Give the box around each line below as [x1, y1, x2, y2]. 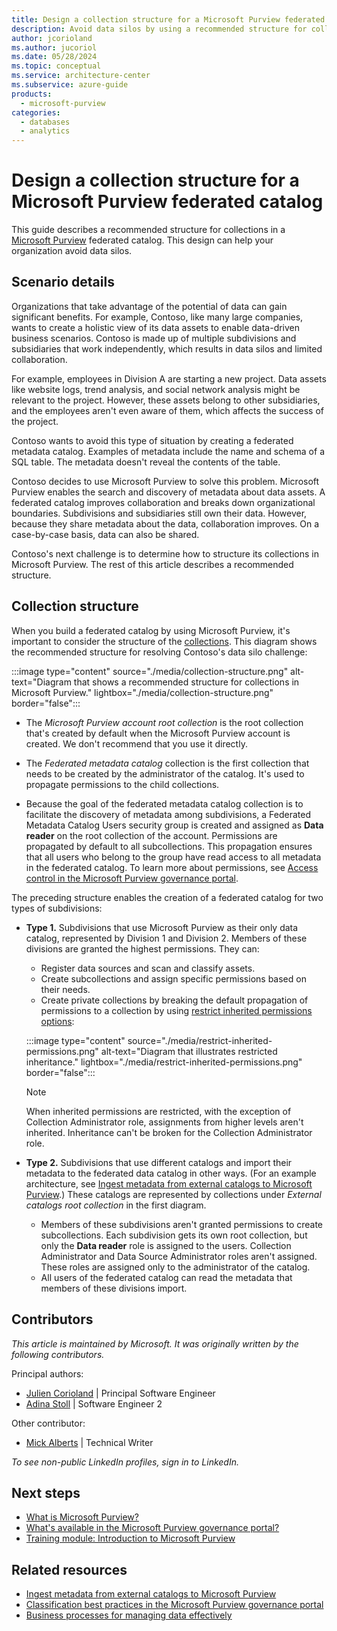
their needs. [40, 983, 91, 995]
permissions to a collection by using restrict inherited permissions [40, 1004, 313, 1016]
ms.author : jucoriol [11, 42, 98, 53]
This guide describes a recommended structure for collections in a [11, 224, 286, 236]
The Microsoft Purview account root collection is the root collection [25, 716, 304, 728]
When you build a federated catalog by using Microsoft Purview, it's [11, 624, 291, 636]
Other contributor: [11, 1417, 86, 1429]
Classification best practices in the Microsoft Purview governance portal [25, 1599, 324, 1611]
